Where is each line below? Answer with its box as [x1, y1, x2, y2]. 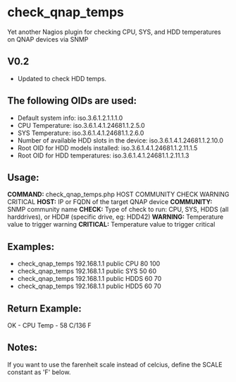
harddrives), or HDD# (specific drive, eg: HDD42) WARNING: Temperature [7, 213, 224, 221]
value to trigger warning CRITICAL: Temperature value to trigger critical [7, 220, 216, 229]
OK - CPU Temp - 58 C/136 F [7, 321, 92, 329]
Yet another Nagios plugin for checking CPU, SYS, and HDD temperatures [7, 28, 221, 36]
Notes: [7, 342, 37, 354]
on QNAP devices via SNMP [7, 35, 89, 43]
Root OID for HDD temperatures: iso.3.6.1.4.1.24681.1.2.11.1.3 [17, 151, 190, 160]
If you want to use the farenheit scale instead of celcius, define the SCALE [7, 360, 223, 369]
